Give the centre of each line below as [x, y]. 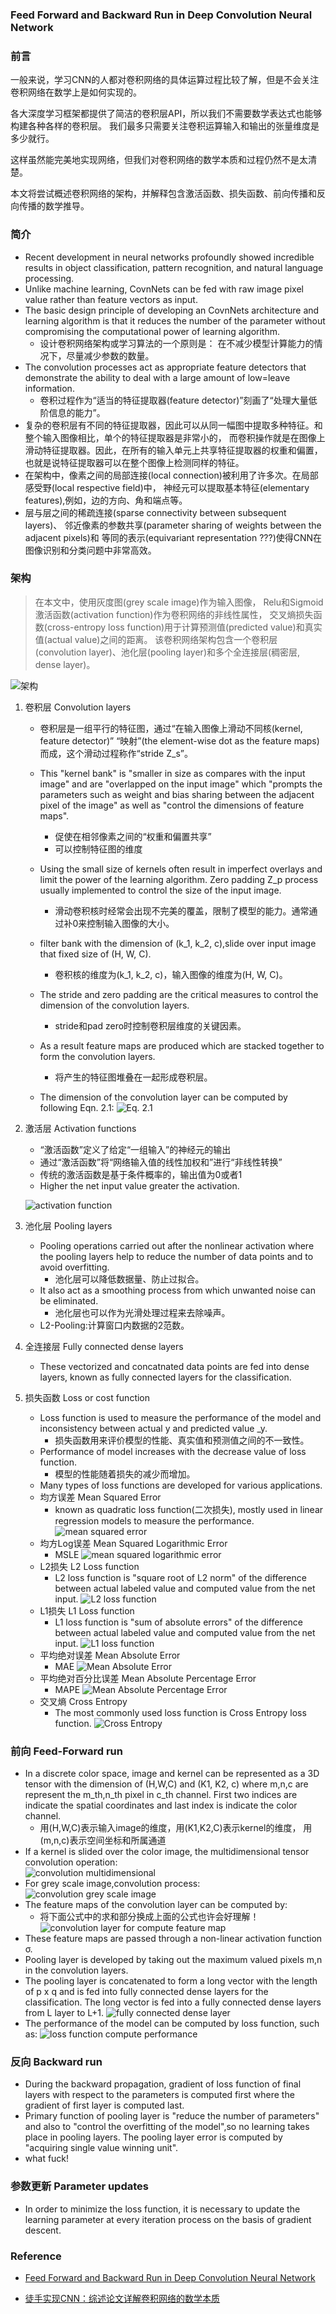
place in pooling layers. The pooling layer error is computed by [153, 2137]
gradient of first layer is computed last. [104, 2105]
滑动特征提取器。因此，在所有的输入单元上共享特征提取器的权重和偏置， [173, 450]
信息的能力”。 [77, 412]
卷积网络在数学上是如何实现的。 [76, 92]
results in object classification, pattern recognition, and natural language [174, 267]
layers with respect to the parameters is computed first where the [159, 2095]
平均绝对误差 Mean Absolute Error [110, 1655]
